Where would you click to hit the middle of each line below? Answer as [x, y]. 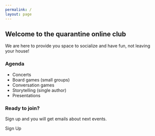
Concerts [22, 75]
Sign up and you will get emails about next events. [56, 119]
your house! [17, 51]
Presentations [26, 95]
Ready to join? [23, 108]
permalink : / [18, 10]
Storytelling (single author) [39, 90]
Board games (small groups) [41, 80]
